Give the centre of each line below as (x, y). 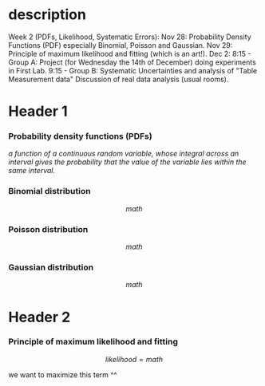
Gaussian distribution (51, 267)
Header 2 (40, 317)
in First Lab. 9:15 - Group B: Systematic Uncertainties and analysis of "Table (133, 70)
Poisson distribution (48, 229)
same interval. (32, 171)
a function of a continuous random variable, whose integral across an (124, 154)
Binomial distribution (49, 191)
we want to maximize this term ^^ (63, 374)
